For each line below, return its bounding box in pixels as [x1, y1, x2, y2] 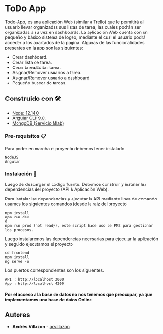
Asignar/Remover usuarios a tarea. [12, 69, 82, 75]
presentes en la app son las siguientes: [5, 45, 84, 50]
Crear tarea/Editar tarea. [12, 64, 61, 70]
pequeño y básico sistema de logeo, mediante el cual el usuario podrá [5, 34, 146, 40]
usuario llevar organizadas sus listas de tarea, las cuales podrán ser [5, 24, 141, 30]
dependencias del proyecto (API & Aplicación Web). [5, 186, 109, 192]
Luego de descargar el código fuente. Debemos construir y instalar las [5, 182, 147, 187]
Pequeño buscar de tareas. [12, 80, 67, 85]
